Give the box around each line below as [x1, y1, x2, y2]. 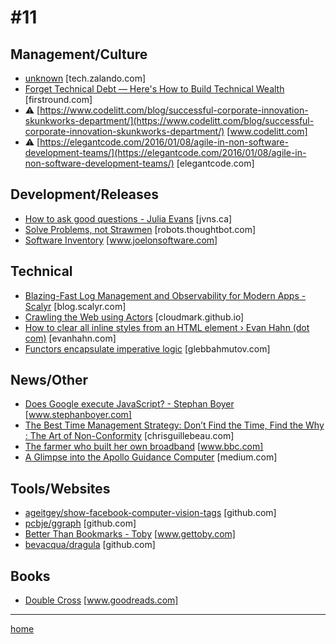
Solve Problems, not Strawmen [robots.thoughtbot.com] [24, 223, 257, 235]
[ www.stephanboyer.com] [24, 409, 132, 421]
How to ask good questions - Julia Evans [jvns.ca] [24, 212, 233, 225]
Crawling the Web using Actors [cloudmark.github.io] [24, 311, 245, 323]
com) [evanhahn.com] [24, 332, 117, 344]
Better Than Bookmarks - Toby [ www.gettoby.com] [24, 528, 236, 540]
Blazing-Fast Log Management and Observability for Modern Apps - [24, 289, 307, 301]
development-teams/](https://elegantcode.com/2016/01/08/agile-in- [24, 147, 307, 158]
